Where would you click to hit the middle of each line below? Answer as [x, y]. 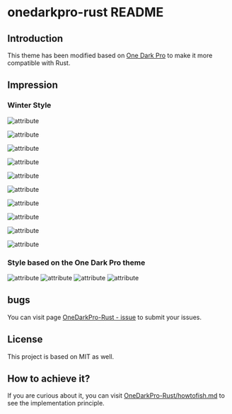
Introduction [35, 39]
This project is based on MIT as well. [61, 356]
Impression [33, 85]
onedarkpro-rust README [86, 12]
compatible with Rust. [39, 63]
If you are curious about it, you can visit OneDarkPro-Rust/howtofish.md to [116, 396]
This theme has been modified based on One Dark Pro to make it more [110, 55]
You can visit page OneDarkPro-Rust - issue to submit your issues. [104, 317]
